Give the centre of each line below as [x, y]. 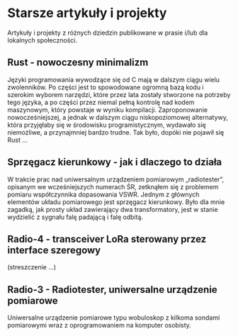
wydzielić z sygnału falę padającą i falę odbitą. [75, 217]
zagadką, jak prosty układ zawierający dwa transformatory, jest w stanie [113, 209]
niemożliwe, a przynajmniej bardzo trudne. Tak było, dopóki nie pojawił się [116, 132]
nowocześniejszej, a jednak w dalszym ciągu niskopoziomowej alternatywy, [118, 117]
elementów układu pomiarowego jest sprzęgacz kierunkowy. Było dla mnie [116, 202]
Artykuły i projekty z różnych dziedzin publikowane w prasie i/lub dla [108, 33]
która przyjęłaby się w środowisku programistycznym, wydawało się [107, 125]
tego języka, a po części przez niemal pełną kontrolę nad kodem [101, 102]
